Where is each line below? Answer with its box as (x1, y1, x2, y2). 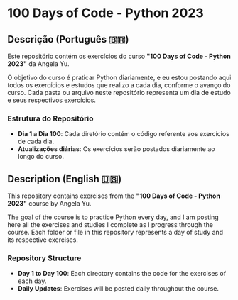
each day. (17, 277, 47, 285)
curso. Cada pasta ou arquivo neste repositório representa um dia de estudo (7, 89, 231, 96)
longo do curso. (17, 152, 65, 161)
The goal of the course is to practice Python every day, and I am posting (7, 213, 219, 221)
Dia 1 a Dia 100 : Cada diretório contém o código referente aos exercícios (17, 130, 229, 138)
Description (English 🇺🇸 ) (7, 172, 122, 185)
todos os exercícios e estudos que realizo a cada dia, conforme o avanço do (7, 81, 231, 89)
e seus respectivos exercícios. (7, 96, 96, 104)
